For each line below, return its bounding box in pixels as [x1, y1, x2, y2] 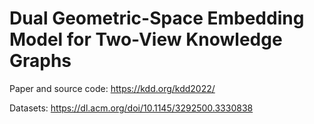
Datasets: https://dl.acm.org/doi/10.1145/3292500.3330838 [9, 102, 254, 114]
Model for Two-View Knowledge [9, 28, 283, 51]
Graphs [9, 50, 72, 72]
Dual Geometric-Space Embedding [9, 7, 305, 30]
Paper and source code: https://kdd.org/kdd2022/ [9, 82, 216, 94]
